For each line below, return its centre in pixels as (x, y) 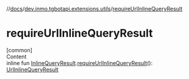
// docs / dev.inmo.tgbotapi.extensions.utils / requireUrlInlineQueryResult (94, 9)
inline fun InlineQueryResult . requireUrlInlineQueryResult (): (80, 63)
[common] (19, 50)
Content (17, 57)
